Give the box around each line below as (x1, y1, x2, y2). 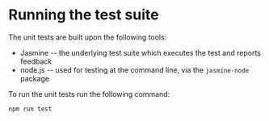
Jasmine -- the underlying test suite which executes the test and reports (19, 48, 261, 57)
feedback (19, 56, 53, 66)
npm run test (8, 105, 53, 113)
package (19, 73, 50, 83)
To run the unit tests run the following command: (8, 89, 170, 98)
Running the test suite (8, 6, 159, 24)
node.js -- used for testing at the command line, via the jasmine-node (19, 65, 250, 74)
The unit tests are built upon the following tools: (8, 32, 167, 42)
